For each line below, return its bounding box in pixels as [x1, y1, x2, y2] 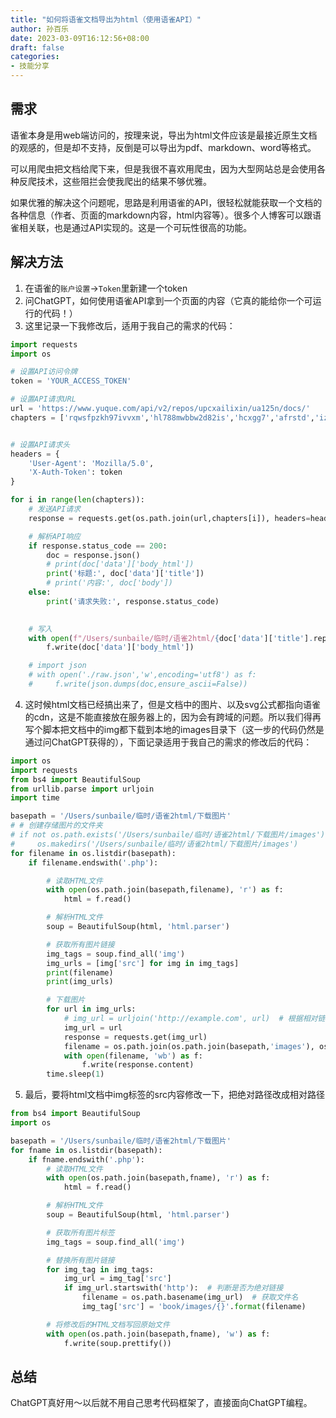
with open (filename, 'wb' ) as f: [63, 1051, 203, 1061]
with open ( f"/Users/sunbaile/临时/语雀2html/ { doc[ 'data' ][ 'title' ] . [28, 633, 314, 643]
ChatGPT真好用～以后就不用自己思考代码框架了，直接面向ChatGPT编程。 [10, 1397, 313, 1409]
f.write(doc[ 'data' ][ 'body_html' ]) [46, 642, 195, 653]
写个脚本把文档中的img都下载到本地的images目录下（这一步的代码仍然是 [24, 723, 325, 735]
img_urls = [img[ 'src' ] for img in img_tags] [46, 958, 240, 968]
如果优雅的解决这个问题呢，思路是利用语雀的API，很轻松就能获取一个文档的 [10, 196, 323, 208]
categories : [10, 52, 60, 62]
